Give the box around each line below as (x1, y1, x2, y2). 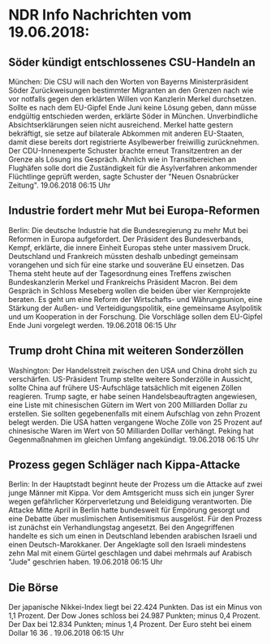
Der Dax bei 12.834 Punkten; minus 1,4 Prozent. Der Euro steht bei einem (8, 620, 252, 629)
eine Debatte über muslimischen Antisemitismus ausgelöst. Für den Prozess (8, 514, 262, 524)
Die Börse (8, 581, 58, 594)
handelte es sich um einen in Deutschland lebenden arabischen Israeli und (8, 531, 257, 541)
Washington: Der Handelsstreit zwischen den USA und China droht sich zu (8, 365, 257, 375)
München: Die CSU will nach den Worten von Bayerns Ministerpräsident (8, 77, 249, 86)
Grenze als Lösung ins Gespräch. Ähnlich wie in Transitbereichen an (8, 154, 237, 164)
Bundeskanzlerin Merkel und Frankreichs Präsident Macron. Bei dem (8, 277, 238, 287)
